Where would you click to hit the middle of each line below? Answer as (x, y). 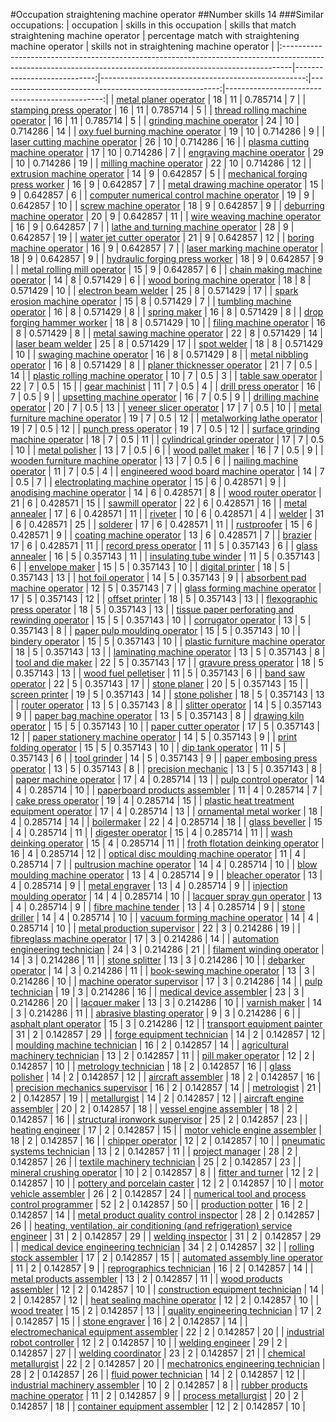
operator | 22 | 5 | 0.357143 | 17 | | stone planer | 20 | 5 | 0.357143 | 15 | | (159, 683)
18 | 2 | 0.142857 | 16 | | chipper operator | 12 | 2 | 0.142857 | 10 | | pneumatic (168, 1140)
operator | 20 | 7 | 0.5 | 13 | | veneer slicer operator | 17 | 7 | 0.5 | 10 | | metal (166, 407)
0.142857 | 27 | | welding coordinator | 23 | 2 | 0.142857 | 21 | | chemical (158, 1353)
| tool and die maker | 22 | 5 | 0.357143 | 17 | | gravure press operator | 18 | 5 (167, 662)
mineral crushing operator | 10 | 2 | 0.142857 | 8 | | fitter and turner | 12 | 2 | (164, 1172)
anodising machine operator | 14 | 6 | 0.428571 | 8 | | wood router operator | (166, 492)
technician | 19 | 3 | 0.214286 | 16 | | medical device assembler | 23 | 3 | (157, 992)
